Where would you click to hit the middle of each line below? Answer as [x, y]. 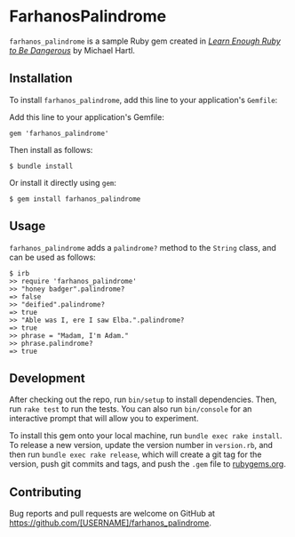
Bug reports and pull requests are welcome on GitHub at [112, 514]
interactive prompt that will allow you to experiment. [104, 419]
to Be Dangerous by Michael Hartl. [72, 50]
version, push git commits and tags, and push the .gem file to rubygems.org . [148, 464]
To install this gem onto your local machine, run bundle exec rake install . [146, 436]
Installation [41, 79]
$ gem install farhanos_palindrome [75, 199]
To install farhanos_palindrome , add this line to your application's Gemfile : [144, 100]
